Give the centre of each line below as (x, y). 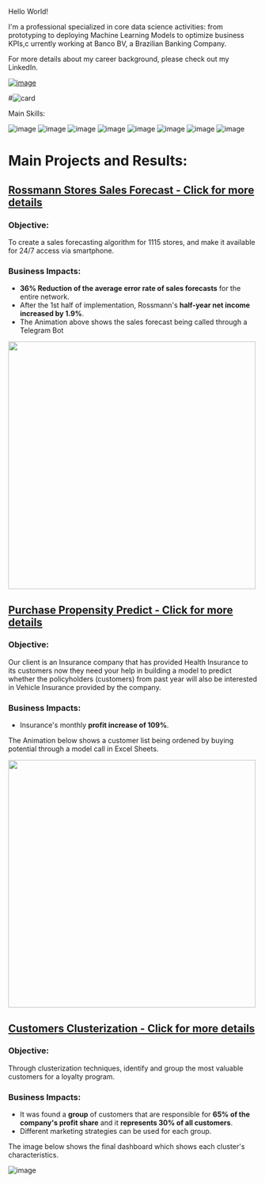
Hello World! (28, 11)
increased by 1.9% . (52, 314)
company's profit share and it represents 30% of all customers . (126, 1123)
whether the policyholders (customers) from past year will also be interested (132, 679)
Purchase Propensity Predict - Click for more (121, 610)
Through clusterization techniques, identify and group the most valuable (126, 1068)
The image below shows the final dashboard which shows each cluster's (127, 1147)
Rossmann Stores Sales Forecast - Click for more (131, 190)
